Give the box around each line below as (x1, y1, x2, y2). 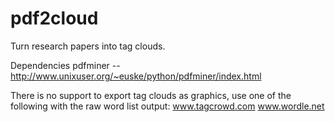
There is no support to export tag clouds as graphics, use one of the (10, 89, 292, 101)
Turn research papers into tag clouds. (10, 40, 166, 52)
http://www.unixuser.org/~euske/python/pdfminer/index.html (10, 70, 262, 82)
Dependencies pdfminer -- (10, 59, 121, 71)
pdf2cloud (10, 7, 99, 30)
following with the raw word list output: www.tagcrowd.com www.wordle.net (10, 100, 325, 112)
